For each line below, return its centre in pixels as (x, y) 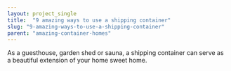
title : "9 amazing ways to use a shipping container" (89, 20)
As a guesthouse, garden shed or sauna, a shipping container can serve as (115, 53)
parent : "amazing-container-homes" (59, 33)
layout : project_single (42, 14)
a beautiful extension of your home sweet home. (77, 61)
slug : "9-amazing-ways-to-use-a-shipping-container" (86, 26)
